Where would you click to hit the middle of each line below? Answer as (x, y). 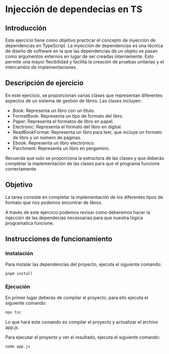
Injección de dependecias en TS (74, 9)
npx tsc (13, 312)
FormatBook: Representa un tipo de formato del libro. (68, 116)
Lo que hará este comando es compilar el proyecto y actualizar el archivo (82, 322)
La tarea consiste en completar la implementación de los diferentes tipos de (84, 197)
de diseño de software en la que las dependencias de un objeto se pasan (81, 51)
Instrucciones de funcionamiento (59, 239)
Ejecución (18, 287)
